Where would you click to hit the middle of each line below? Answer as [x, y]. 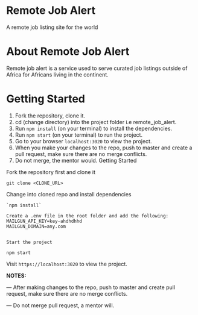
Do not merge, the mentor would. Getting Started [76, 160]
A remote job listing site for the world [52, 27]
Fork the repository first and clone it [51, 172]
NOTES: [16, 275]
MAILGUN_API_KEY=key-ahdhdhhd [44, 221]
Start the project [29, 242]
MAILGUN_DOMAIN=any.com [36, 226]
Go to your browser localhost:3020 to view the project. [83, 141]
